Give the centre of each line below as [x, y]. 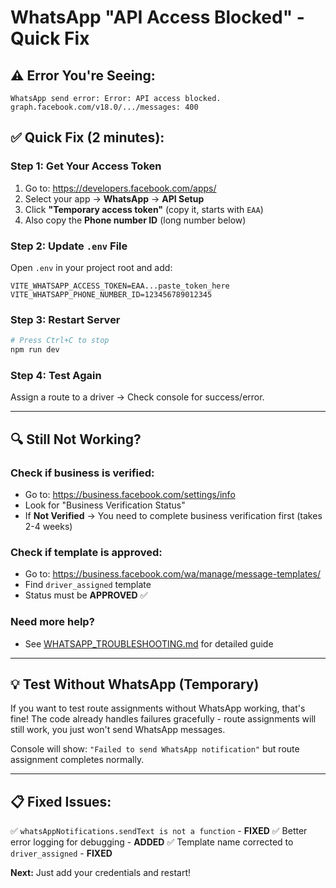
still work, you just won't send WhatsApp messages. [118, 730]
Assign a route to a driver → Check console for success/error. [137, 397]
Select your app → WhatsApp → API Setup [114, 198]
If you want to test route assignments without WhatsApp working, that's [158, 708]
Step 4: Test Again [56, 375]
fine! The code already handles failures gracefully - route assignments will [163, 719]
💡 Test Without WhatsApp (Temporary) [135, 684]
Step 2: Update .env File [69, 246]
